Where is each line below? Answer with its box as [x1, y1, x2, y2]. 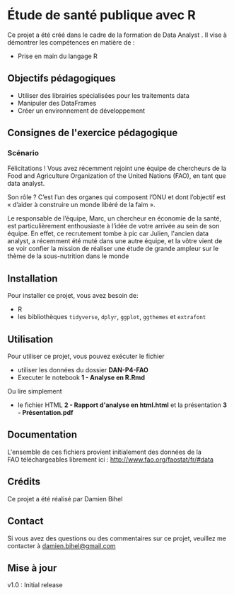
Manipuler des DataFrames [17, 99, 97, 107]
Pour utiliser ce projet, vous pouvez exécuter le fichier [7, 352, 165, 361]
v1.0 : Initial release [7, 581, 63, 589]
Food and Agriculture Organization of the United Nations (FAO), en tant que [7, 172, 226, 180]
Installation [7, 272, 58, 284]
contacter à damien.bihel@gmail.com [7, 541, 116, 550]
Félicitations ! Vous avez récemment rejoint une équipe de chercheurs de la [7, 164, 227, 173]
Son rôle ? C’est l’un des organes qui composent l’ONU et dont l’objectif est [7, 193, 226, 201]
